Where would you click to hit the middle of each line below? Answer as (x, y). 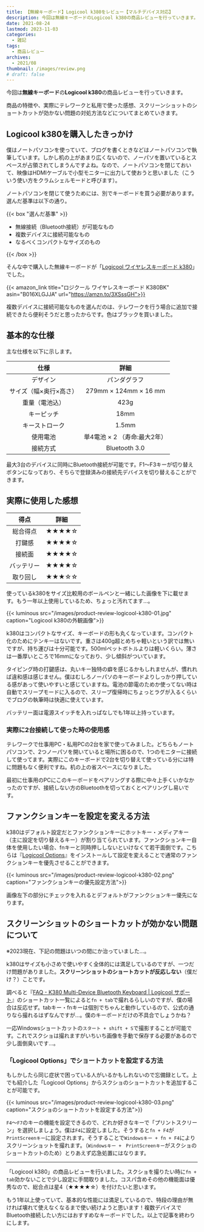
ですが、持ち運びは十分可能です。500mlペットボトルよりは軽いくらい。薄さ (102, 648)
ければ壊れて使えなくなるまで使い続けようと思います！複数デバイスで (94, 1207)
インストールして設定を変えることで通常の (128, 855)
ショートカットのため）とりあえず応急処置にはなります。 (78, 1153)
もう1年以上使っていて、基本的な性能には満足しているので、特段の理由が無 (100, 1200)
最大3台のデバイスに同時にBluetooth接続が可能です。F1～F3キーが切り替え (100, 465)
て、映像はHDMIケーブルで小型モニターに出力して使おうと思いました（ (95, 173)
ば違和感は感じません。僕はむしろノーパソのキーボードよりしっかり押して (99, 677)
